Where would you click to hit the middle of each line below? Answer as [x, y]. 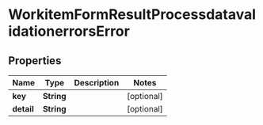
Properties [35, 61]
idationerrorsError [69, 31]
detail [23, 109]
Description [97, 83]
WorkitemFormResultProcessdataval [132, 15]
